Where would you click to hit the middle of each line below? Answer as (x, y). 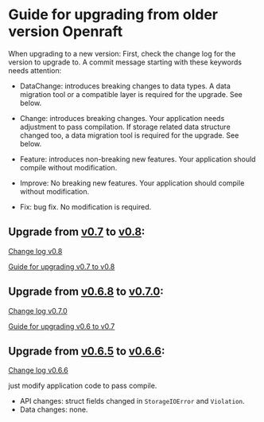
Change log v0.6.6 (39, 370)
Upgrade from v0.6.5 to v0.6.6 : (87, 351)
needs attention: (35, 70)
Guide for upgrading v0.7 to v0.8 (62, 266)
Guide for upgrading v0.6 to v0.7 (62, 326)
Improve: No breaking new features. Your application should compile (132, 183)
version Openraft (66, 31)
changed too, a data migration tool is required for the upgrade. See (129, 135)
